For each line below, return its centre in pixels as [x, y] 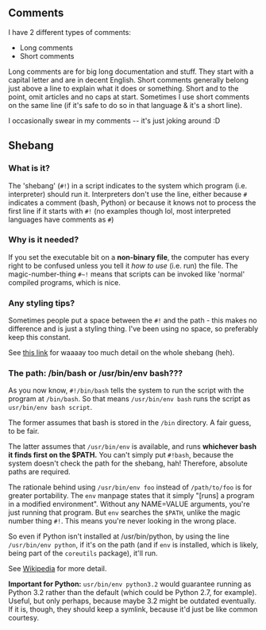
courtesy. [24, 618]
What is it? [29, 168]
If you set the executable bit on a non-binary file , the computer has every [129, 257]
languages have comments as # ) [61, 219]
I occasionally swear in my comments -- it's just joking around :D [114, 120]
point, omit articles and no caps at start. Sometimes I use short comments [129, 97]
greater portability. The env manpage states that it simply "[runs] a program [131, 496]
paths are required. [40, 472]
